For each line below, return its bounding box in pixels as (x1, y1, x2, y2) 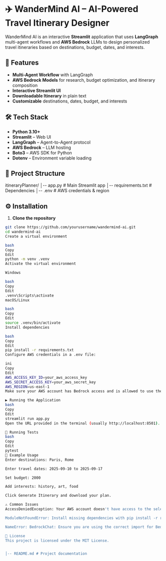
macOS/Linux (5, 298, 30, 303)
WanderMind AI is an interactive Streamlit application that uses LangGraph (5, 34, 159, 40)
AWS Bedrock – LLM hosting (12, 144, 72, 151)
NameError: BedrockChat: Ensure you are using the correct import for (5, 524, 154, 529)
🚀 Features (5, 58, 39, 67)
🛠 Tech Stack (5, 113, 48, 121)
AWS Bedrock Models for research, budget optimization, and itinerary (12, 77, 156, 83)
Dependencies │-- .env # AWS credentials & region (5, 188, 110, 194)
